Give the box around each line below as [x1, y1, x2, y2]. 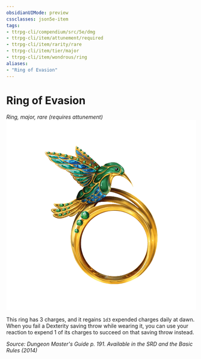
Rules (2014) [6, 347, 38, 354]
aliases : [6, 60, 28, 66]
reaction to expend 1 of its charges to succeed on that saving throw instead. [6, 329, 194, 336]
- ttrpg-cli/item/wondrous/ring [6, 54, 87, 60]
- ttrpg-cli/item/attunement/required [6, 35, 104, 42]
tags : [6, 22, 20, 28]
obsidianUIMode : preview [6, 10, 69, 16]
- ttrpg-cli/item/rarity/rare [6, 42, 82, 48]
